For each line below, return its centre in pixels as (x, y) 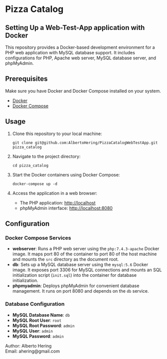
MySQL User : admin (33, 331)
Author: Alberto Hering (28, 346)
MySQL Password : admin (38, 336)
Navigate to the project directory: (46, 156)
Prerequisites (26, 79)
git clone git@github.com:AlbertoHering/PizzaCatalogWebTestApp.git (85, 143)
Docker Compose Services (38, 238)
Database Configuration (35, 304)
